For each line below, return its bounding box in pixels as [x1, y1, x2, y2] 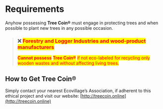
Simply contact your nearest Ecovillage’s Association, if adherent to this [5, 88, 151, 94]
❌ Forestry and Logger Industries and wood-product [17, 37, 146, 44]
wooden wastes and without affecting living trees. [17, 60, 119, 66]
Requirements [5, 3, 64, 15]
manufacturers [17, 44, 54, 51]
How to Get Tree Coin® [5, 74, 77, 83]
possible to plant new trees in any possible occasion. [5, 25, 113, 31]
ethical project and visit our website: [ [5, 93, 82, 99]
